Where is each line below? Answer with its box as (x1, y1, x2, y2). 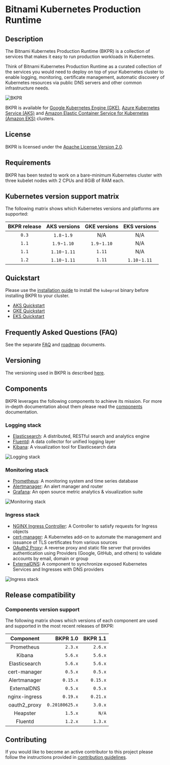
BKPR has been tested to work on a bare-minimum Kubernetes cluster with (5, 172, 162, 178)
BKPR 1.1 (83, 635, 107, 642)
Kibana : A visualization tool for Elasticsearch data (12, 444, 117, 450)
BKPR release (8, 223, 42, 230)
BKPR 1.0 (55, 635, 79, 642)
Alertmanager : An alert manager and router (12, 483, 103, 489)
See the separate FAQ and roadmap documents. (5, 342, 106, 348)
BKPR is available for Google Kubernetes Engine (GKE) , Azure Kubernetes (5, 105, 160, 110)
